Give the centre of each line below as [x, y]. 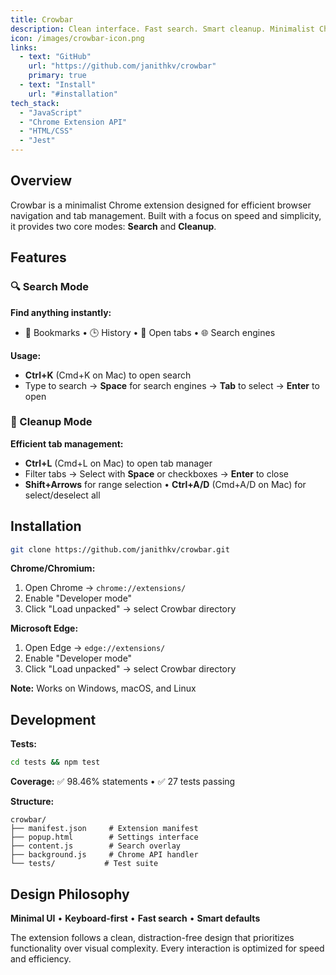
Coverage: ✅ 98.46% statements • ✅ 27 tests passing [123, 782]
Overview [41, 181]
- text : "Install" [58, 85]
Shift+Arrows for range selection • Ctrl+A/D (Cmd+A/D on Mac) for [165, 484]
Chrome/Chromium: [53, 568]
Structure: [32, 802]
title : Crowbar [42, 19]
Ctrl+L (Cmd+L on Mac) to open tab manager [118, 463]
